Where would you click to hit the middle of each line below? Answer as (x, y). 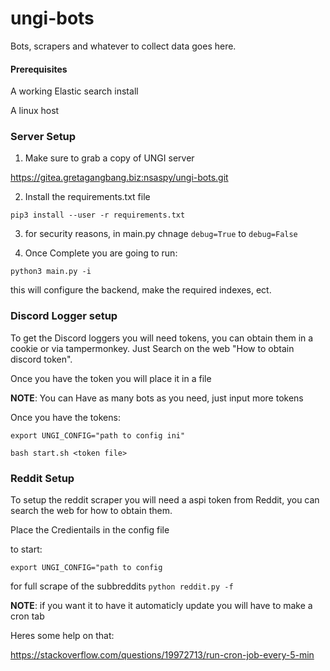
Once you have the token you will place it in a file (111, 378)
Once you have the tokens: (65, 417)
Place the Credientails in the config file (90, 530)
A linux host (35, 111)
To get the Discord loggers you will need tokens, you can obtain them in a (162, 338)
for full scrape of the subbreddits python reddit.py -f (122, 586)
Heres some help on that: (62, 636)
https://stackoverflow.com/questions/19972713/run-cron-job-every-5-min (162, 655)
